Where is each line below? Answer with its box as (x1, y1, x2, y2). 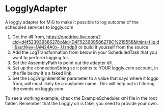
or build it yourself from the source (78, 44, 149, 50)
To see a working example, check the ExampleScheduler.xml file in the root (5, 95, 157, 101)
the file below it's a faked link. (12, 70, 73, 76)
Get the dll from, (12, 34, 46, 40)
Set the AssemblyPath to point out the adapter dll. (12, 60, 113, 66)
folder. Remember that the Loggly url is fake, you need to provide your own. (5, 100, 158, 106)
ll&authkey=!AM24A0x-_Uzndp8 (12, 44, 78, 50)
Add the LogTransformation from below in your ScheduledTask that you (12, 49, 157, 55)
